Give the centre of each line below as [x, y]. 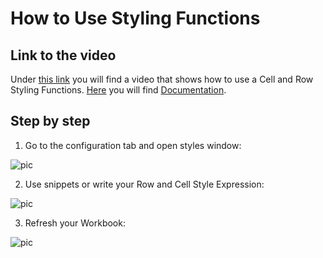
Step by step [50, 121]
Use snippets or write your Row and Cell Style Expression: [144, 184]
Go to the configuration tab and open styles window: [133, 145]
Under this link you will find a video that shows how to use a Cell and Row [162, 79]
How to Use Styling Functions [135, 18]
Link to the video [63, 55]
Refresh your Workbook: [75, 223]
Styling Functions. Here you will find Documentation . [118, 90]
